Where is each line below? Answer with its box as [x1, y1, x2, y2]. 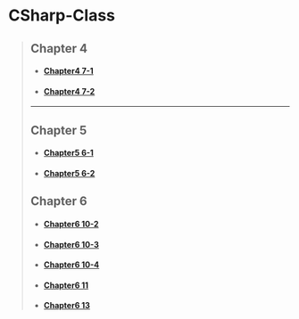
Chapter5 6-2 [43, 168, 96, 178]
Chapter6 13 [43, 300, 91, 311]
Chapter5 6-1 [43, 148, 95, 159]
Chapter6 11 [43, 280, 89, 290]
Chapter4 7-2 [43, 86, 96, 96]
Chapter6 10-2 [43, 218, 99, 229]
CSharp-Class [8, 5, 116, 26]
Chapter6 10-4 [43, 259, 100, 270]
